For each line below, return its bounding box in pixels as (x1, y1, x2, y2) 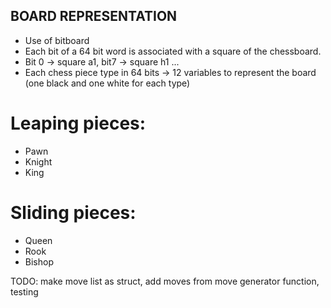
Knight (24, 155, 53, 168)
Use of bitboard (24, 34, 90, 46)
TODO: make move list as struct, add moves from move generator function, (10, 275, 320, 287)
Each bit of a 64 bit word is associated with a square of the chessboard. (24, 45, 322, 57)
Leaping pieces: (10, 112, 147, 134)
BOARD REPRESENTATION (10, 8, 178, 25)
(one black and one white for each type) (24, 77, 191, 89)
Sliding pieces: (10, 201, 137, 224)
